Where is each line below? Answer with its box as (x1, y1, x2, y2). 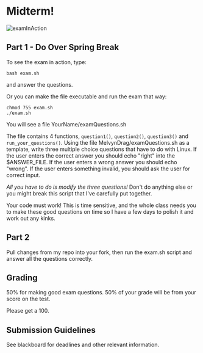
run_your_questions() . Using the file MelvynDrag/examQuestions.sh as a (6, 139, 190, 146)
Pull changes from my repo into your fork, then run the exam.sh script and (6, 249, 192, 256)
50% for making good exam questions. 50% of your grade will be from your (6, 289, 196, 296)
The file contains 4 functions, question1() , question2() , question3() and (6, 133, 189, 140)
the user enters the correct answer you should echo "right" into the (6, 151, 176, 159)
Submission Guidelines (6, 325, 96, 335)
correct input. (6, 171, 41, 178)
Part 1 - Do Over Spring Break (6, 42, 119, 53)
